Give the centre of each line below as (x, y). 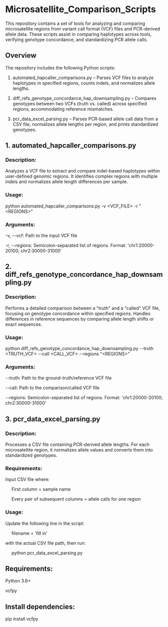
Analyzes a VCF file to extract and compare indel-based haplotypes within (83, 171)
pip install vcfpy (22, 619)
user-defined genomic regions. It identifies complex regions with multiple (81, 177)
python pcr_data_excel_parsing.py (47, 553)
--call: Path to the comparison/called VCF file (52, 388)
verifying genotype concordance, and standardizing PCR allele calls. (77, 40)
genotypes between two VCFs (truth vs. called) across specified (80, 103)
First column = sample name (41, 489)
